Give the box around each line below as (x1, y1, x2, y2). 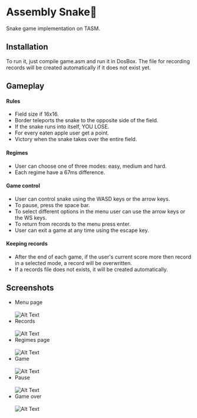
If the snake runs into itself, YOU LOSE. (14, 123, 110, 130)
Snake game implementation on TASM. (6, 25, 100, 32)
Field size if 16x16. (14, 110, 59, 117)
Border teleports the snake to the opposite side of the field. (14, 117, 159, 124)
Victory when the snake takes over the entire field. (14, 136, 137, 143)
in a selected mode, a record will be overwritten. (14, 259, 132, 266)
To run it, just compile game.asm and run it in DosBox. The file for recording (6, 57, 190, 64)
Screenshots (6, 283, 54, 293)
